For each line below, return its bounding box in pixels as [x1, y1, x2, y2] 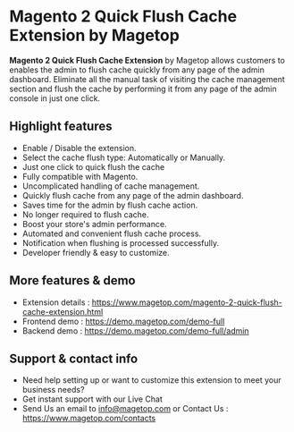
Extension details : [21, 297, 90, 308]
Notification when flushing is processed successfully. [21, 237, 220, 248]
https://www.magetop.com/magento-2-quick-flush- [91, 297, 283, 308]
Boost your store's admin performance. [21, 218, 167, 229]
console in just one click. [9, 92, 101, 104]
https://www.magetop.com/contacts [21, 413, 156, 424]
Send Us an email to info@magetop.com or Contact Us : [21, 403, 229, 414]
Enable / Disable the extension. [21, 142, 137, 153]
